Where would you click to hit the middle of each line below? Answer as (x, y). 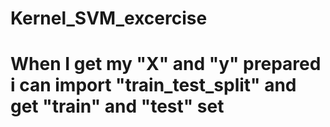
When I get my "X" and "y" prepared (166, 64)
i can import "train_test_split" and (153, 85)
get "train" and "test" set (117, 106)
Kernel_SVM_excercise (109, 18)
